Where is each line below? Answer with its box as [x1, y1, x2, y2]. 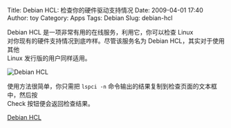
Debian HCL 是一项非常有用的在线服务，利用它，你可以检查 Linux [7, 28, 194, 36]
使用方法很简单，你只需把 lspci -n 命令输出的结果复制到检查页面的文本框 [7, 82, 218, 90]
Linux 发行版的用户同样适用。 [7, 54, 91, 62]
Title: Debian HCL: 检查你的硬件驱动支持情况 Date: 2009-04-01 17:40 [7, 6, 203, 14]
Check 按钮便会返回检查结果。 [7, 100, 95, 107]
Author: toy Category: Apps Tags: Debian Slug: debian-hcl [7, 14, 173, 22]
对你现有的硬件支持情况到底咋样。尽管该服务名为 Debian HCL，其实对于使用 [7, 37, 225, 45]
